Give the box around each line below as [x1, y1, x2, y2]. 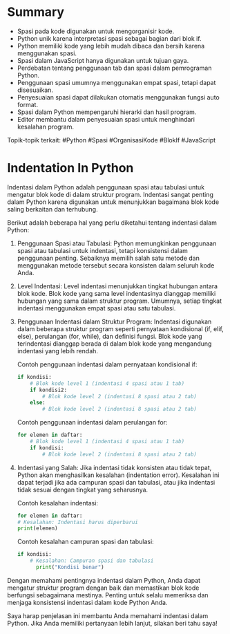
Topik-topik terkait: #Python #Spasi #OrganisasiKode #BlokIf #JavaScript [7, 136, 216, 144]
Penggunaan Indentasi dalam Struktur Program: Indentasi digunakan [17, 317, 212, 326]
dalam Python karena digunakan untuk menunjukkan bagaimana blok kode [7, 198, 220, 206]
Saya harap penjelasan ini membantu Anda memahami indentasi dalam [7, 611, 209, 619]
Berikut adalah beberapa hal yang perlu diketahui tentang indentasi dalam [7, 218, 218, 227]
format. [17, 100, 39, 109]
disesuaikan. [17, 86, 54, 94]
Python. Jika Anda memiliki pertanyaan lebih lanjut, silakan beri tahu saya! [7, 619, 218, 627]
